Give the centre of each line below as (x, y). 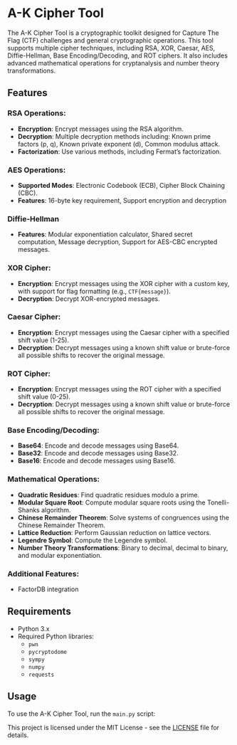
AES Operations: (37, 170)
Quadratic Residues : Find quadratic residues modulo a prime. (109, 495)
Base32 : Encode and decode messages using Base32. (98, 453)
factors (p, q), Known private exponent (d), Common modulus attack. (119, 144)
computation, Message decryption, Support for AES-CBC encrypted (117, 242)
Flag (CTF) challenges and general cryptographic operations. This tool (111, 40)
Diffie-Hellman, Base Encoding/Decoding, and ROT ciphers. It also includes (117, 56)
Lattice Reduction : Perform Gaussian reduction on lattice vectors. (114, 532)
